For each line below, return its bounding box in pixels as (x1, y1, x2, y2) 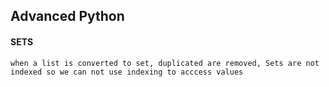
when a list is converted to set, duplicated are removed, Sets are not (10, 58, 320, 68)
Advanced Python (10, 8, 125, 25)
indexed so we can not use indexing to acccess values (10, 67, 244, 77)
